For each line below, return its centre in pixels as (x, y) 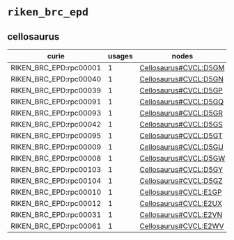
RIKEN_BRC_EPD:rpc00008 (56, 158)
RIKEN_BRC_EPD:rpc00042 (56, 124)
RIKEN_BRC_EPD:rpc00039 (56, 90)
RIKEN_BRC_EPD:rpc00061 (56, 226)
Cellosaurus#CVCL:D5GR (181, 113)
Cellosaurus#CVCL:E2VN (181, 215)
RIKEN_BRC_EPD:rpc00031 (56, 215)
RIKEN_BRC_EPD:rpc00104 (56, 181)
